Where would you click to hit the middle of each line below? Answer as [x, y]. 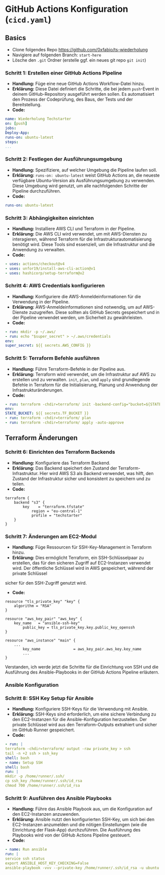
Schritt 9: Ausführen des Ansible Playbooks [58, 798]
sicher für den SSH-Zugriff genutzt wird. [46, 583]
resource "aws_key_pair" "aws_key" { [44, 619]
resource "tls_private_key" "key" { [42, 601]
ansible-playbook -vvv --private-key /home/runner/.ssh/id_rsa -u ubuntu [82, 868]
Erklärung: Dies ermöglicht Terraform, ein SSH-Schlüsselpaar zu [78, 557]
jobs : [11, 128]
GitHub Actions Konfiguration [67, 9]
